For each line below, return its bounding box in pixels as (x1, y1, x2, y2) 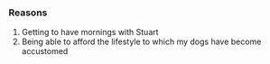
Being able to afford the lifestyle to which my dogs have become (21, 36, 262, 47)
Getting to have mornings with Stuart (21, 27, 159, 38)
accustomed (21, 46, 69, 57)
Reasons (8, 6, 48, 19)
